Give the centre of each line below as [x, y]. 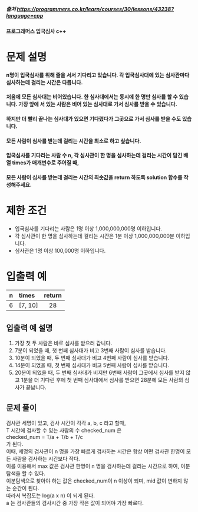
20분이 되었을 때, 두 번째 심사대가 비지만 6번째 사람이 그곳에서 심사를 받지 [99, 373]
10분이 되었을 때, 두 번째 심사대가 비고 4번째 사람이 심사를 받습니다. [92, 358]
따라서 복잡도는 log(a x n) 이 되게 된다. [51, 496]
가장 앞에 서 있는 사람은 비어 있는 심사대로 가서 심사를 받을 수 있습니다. [98, 104]
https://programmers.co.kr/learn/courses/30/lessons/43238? [95, 9]
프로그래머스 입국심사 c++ [36, 31]
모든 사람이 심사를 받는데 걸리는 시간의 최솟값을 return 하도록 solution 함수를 [94, 177]
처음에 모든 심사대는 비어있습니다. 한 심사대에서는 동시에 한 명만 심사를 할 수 [92, 97]
